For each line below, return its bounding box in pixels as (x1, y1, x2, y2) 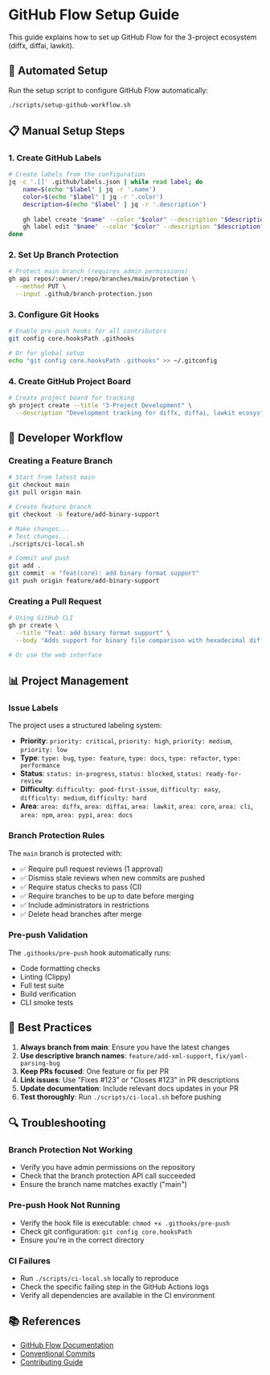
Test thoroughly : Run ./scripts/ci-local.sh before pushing (19, 1091, 222, 1102)
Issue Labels (8, 702, 59, 713)
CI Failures (8, 1255, 51, 1267)
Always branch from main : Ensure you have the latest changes (19, 1042, 231, 1052)
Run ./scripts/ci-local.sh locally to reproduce (19, 1273, 179, 1283)
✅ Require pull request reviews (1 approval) (19, 864, 163, 874)
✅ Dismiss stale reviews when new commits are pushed (19, 873, 206, 882)
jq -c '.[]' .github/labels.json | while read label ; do (8, 178, 203, 186)
